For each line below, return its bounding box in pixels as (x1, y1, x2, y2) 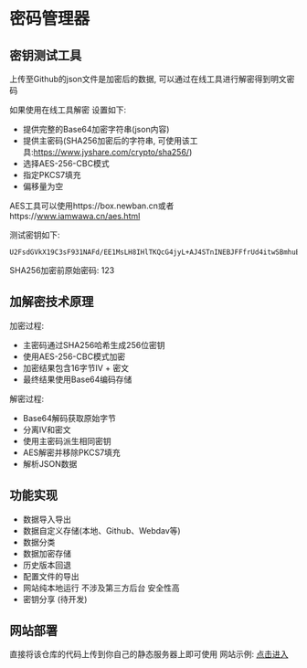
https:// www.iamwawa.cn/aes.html (9, 211, 141, 221)
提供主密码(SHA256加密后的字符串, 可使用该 (22, 135, 190, 146)
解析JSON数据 (22, 458, 78, 469)
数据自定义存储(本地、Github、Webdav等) (22, 525, 181, 535)
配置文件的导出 (22, 570, 79, 581)
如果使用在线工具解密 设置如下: (9, 104, 126, 115)
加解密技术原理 (9, 294, 94, 310)
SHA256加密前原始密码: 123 (9, 265, 115, 275)
